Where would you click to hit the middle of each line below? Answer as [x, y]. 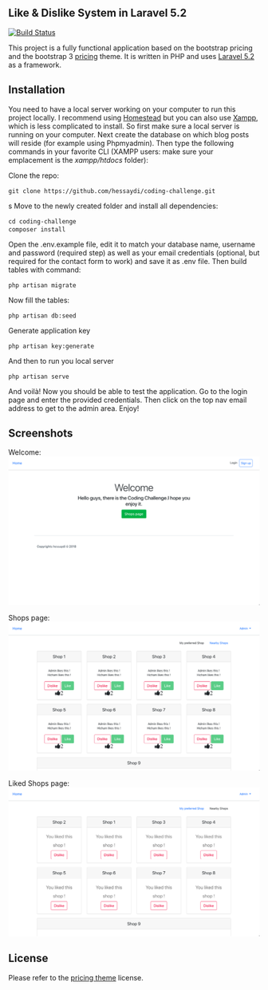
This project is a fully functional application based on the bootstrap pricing [130, 48]
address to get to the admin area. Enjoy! [74, 408]
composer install [37, 229]
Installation [37, 90]
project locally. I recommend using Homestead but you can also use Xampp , [133, 117]
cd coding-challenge [43, 221]
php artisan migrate [43, 285]
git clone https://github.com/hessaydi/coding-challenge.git [112, 191]
